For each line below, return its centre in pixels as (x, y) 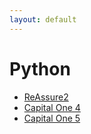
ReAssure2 (46, 97)
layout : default (43, 19)
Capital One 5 (52, 118)
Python (40, 68)
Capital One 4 (52, 107)
